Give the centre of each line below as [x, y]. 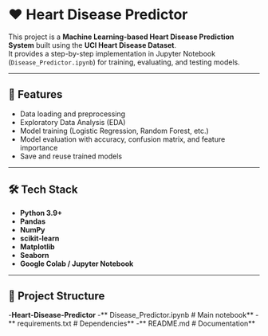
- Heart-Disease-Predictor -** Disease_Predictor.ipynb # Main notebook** [131, 315]
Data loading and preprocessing [73, 114]
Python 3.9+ [41, 213]
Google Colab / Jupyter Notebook [77, 264]
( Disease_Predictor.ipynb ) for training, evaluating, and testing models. [124, 62]
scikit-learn [39, 238]
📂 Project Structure [57, 296]
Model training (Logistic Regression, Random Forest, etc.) [114, 131]
